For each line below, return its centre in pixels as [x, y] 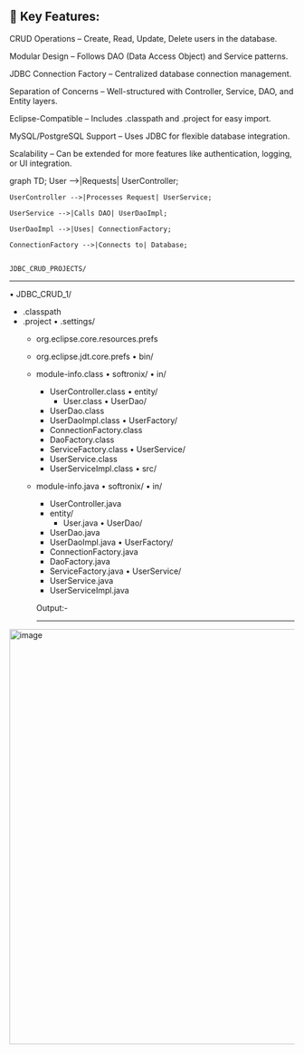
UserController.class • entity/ [104, 392]
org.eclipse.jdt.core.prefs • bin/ [95, 356]
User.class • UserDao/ [105, 401]
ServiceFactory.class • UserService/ [117, 449]
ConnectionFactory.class [96, 430]
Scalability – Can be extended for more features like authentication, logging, [151, 153]
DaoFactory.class [82, 440]
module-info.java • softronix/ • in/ [99, 486]
